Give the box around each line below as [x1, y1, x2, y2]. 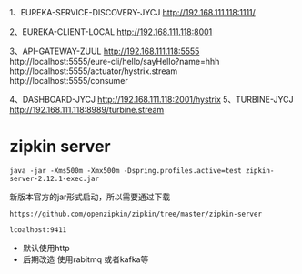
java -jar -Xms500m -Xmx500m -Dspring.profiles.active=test [9, 166, 243, 175]
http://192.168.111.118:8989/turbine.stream [9, 105, 165, 115]
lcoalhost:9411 [9, 225, 67, 234]
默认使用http [22, 242, 70, 253]
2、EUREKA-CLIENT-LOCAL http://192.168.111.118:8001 [9, 26, 213, 37]
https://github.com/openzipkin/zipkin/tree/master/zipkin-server [9, 209, 262, 218]
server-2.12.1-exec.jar [9, 174, 100, 183]
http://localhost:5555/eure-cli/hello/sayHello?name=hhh [9, 56, 220, 66]
